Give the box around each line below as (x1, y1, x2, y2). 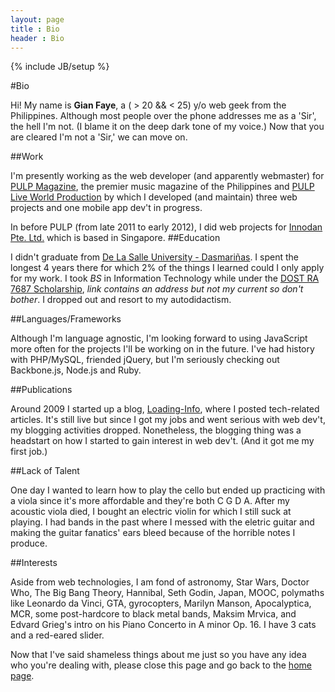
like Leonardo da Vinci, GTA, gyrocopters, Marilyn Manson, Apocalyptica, (10, 597, 312, 610)
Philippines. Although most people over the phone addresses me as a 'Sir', (10, 110, 317, 122)
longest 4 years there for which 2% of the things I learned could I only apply (10, 262, 325, 274)
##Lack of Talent (10, 465, 80, 477)
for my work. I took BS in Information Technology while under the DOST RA (10, 272, 320, 285)
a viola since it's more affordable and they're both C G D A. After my (10, 495, 290, 507)
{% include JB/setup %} (10, 61, 110, 73)
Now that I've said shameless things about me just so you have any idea (10, 649, 307, 661)
